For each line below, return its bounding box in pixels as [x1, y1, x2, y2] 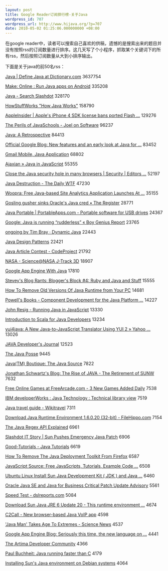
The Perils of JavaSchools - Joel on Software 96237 [5, 122, 114, 128]
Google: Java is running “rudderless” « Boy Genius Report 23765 [5, 219, 139, 226]
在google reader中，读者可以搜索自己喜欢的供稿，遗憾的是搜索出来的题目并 [5, 41, 162, 47]
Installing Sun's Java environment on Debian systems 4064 [5, 560, 128, 566]
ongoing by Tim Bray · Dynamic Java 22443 [5, 229, 96, 235]
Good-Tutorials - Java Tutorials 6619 [5, 444, 81, 450]
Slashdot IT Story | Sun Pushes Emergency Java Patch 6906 [5, 434, 130, 440]
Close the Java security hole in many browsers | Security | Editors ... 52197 [5, 171, 160, 177]
